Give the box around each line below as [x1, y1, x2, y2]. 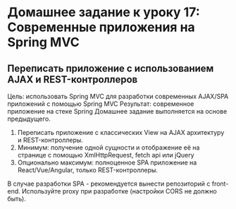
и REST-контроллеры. [17, 136, 83, 144]
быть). [7, 195, 26, 203]
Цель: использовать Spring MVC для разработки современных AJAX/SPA [7, 92, 229, 100]
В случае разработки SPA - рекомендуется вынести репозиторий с [7, 179, 211, 188]
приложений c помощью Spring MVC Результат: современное [7, 100, 194, 108]
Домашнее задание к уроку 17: [7, 4, 201, 20]
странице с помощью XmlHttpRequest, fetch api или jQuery [17, 151, 195, 159]
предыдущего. [7, 114, 51, 123]
